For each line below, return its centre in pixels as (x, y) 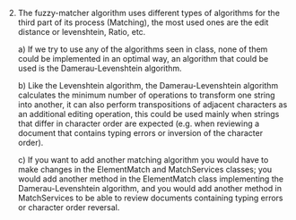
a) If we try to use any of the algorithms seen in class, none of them (143, 49)
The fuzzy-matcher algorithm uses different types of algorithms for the (149, 13)
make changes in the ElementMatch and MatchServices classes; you (145, 169)
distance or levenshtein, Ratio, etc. (82, 32)
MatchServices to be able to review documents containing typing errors (150, 198)
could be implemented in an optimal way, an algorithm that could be (143, 59)
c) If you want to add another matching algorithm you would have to (143, 160)
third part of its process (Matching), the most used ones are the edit (143, 22)
